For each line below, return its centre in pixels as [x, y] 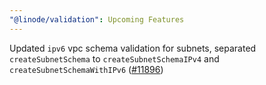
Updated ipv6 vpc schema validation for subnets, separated [133, 48]
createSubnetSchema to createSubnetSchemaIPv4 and [114, 58]
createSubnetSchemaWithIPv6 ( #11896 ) [86, 69]
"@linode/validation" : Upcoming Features [97, 19]
